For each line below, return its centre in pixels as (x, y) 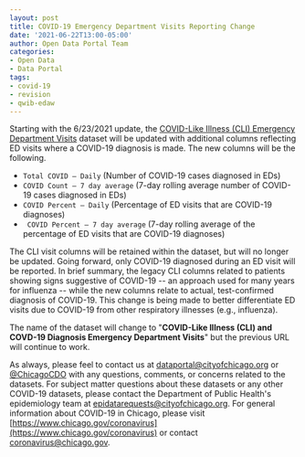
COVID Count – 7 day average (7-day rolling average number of (141, 186)
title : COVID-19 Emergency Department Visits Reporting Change (132, 27)
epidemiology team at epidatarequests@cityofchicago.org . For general (142, 404)
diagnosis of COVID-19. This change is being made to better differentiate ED (152, 300)
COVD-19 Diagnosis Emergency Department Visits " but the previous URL (150, 337)
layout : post (34, 18)
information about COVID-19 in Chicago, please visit (107, 413)
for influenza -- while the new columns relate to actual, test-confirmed (142, 291)
